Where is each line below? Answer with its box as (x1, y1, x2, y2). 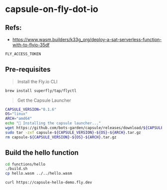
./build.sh (5, 166, 28, 172)
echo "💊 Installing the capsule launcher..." (5, 121, 101, 126)
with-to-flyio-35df (12, 42, 50, 48)
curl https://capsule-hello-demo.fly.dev (5, 180, 92, 185)
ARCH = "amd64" (5, 116, 32, 121)
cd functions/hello (5, 162, 46, 167)
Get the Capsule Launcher (17, 97, 71, 103)
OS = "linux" (5, 111, 28, 117)
